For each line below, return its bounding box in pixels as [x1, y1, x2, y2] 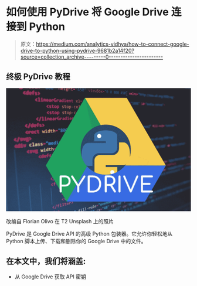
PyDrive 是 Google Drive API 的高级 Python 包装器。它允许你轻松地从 [6, 230, 173, 237]
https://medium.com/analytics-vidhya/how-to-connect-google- [36, 40, 189, 47]
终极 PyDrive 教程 [6, 71, 70, 82]
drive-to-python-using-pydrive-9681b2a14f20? [20, 47, 135, 54]
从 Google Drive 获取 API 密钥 [14, 273, 86, 280]
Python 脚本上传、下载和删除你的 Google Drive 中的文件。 [6, 237, 147, 244]
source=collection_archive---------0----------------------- [20, 53, 163, 60]
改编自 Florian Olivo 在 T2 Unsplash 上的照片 [6, 217, 114, 224]
